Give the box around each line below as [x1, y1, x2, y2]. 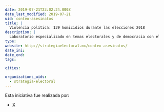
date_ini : [5, 48, 25, 53]
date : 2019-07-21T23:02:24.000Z [5, 7, 71, 12]
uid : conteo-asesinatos [5, 16, 54, 21]
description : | [5, 30, 36, 35]
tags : [5, 57, 16, 62]
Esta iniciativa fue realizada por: [5, 92, 69, 98]
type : [5, 39, 16, 44]
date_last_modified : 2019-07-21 [5, 12, 71, 17]
